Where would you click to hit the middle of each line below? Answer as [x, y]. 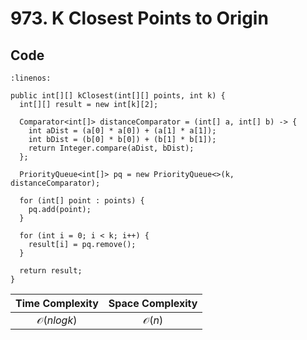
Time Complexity [57, 303]
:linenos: [31, 78]
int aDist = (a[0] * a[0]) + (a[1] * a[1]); [122, 131]
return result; [51, 271]
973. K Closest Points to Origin [139, 18]
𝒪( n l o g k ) [57, 320]
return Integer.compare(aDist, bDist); [111, 148]
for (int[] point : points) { [82, 201]
